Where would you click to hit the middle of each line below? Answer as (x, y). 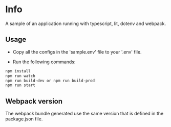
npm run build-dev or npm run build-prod (50, 81)
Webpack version (34, 101)
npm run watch (20, 76)
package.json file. (24, 119)
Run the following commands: (44, 62)
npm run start (20, 85)
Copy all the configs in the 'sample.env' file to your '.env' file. (77, 52)
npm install (18, 71)
